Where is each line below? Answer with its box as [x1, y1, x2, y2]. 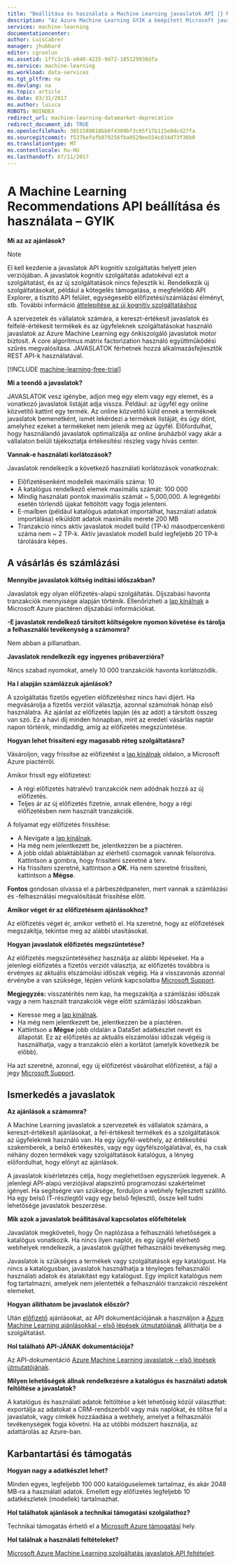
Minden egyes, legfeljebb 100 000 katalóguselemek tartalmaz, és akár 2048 [7, 1480, 227, 1488]
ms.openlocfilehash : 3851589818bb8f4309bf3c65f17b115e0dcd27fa [7, 127, 196, 134]
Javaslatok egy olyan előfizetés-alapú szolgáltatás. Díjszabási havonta [7, 589, 211, 598]
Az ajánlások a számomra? [7, 1107, 87, 1116]
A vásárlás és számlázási [7, 557, 120, 569]
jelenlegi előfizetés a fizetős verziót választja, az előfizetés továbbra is [7, 961, 211, 969]
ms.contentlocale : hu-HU [7, 147, 80, 154]
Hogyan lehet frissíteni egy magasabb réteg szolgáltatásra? [7, 736, 185, 745]
